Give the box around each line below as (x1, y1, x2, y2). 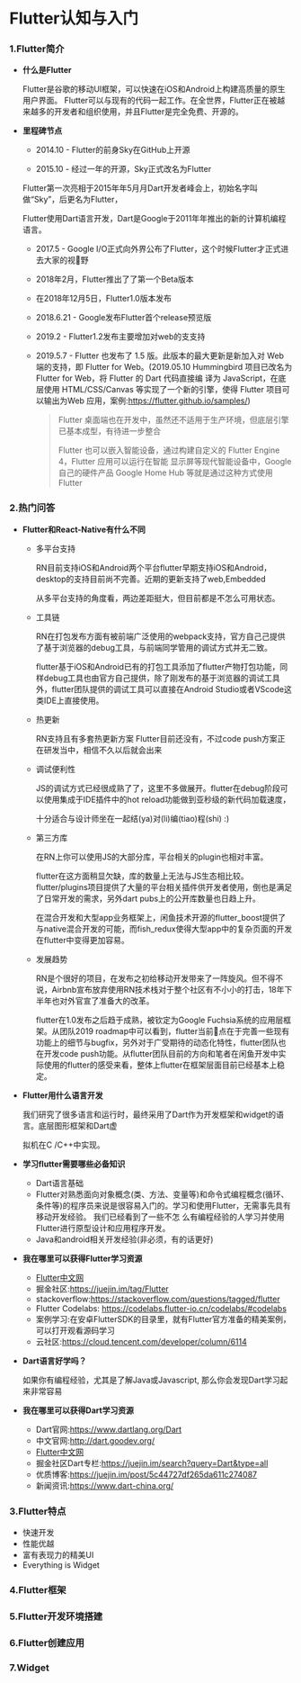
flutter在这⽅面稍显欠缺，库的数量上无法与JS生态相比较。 (35, 870, 249, 881)
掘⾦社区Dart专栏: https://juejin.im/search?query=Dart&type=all (35, 1457, 269, 1468)
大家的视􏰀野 (43, 255, 89, 265)
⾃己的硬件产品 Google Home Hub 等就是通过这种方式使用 (58, 467, 273, 478)
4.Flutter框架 (9, 1584, 66, 1596)
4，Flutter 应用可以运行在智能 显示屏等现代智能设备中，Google (58, 456, 292, 467)
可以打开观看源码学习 (35, 1325, 115, 1336)
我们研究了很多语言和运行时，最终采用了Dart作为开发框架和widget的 (22, 1109, 277, 1120)
